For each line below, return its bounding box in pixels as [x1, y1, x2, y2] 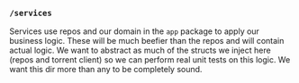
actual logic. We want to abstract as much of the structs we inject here [9, 45, 272, 56]
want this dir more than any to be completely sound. [9, 64, 203, 75]
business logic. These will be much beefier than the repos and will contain [9, 36, 285, 46]
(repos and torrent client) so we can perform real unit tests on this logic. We [9, 54, 291, 65]
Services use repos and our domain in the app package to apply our [9, 26, 259, 37]
